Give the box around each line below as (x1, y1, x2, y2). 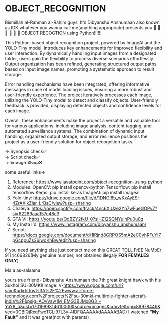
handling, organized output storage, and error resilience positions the (5, 133, 148, 139)
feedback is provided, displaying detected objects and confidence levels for (5, 102, 161, 108)
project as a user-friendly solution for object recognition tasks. (5, 138, 134, 145)
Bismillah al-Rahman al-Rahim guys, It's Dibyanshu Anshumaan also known (5, 19, 160, 25)
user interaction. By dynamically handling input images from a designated (5, 50, 157, 56)
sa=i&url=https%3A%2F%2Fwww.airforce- (5, 287, 94, 293)
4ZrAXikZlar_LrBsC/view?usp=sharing (12, 200, 91, 206)
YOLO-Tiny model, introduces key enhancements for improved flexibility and (5, 45, 162, 51)
